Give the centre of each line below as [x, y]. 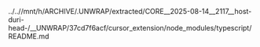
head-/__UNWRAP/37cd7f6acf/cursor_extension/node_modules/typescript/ [130, 28]
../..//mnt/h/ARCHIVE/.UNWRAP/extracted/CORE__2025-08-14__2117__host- [130, 11]
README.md [29, 36]
